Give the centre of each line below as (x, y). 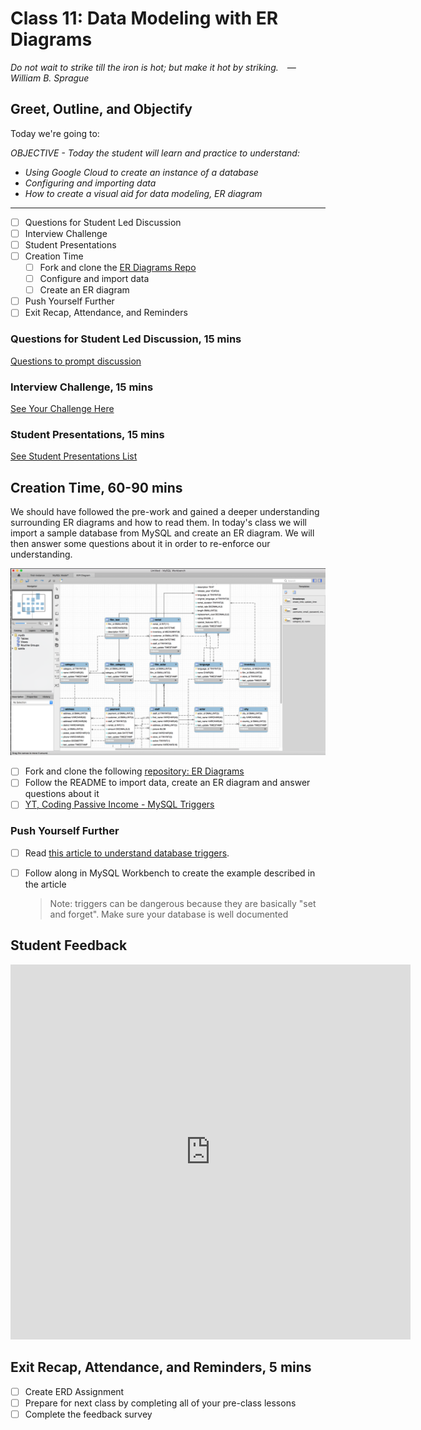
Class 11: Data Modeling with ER (144, 18)
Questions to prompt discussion (76, 361)
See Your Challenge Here (62, 408)
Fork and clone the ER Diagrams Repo (118, 267)
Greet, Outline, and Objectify (101, 109)
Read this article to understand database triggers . (127, 853)
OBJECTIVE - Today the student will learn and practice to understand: (155, 153)
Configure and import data (94, 279)
